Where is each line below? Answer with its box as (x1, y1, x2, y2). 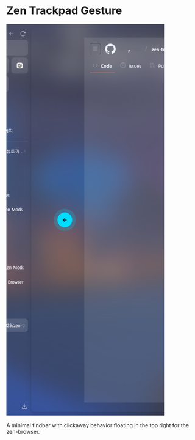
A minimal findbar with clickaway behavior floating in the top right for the (6, 421, 190, 428)
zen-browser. (6, 428, 40, 435)
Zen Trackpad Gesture (6, 4, 122, 18)
